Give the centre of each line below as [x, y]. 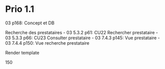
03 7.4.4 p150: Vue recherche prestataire [47, 43]
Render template [22, 53]
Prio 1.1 [20, 9]
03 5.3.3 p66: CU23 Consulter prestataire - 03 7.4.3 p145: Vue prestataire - [83, 38]
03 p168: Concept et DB [30, 23]
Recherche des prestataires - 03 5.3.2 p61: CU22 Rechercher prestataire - [82, 32]
